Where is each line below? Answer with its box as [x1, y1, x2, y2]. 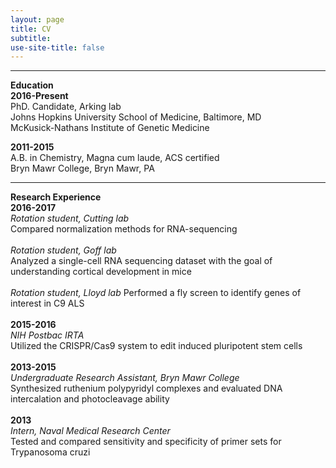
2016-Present [10, 90, 69, 102]
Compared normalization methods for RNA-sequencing [10, 223, 238, 235]
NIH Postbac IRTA [10, 329, 85, 341]
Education [10, 79, 54, 91]
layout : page [10, 14, 65, 25]
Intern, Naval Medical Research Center [10, 425, 171, 437]
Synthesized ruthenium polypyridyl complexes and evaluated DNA [10, 382, 283, 395]
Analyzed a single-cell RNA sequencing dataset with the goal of [10, 255, 273, 267]
